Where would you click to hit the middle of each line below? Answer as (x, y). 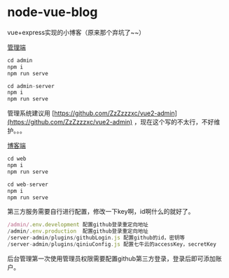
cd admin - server (31, 86)
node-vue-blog (53, 12)
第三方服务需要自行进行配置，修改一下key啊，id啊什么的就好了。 (101, 212)
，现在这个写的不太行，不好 (174, 122)
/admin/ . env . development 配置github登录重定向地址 (78, 225)
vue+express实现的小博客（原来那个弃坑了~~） (76, 32)
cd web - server (28, 184)
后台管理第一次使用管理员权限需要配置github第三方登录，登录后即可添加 (111, 258)
